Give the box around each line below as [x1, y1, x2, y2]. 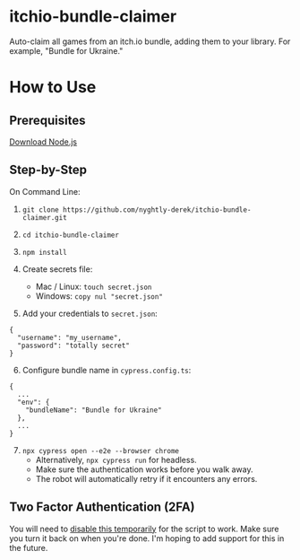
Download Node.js [9, 136, 78, 147]
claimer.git [21, 213, 67, 222]
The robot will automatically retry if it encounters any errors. [35, 473, 258, 484]
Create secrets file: [21, 263, 93, 275]
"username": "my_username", [17, 333, 123, 342]
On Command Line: [9, 186, 81, 197]
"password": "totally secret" [17, 341, 130, 350]
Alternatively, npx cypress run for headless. [35, 454, 197, 465]
